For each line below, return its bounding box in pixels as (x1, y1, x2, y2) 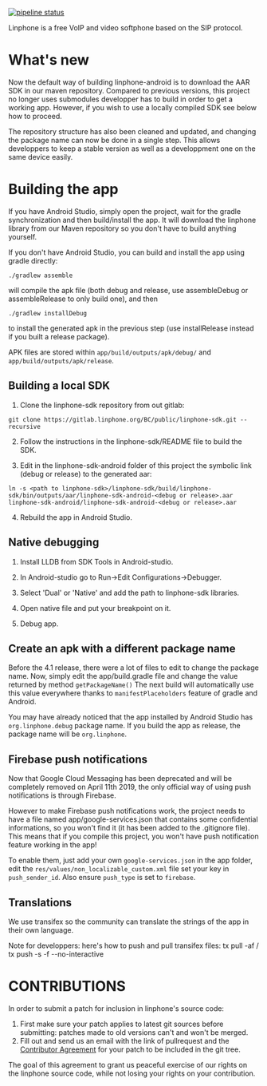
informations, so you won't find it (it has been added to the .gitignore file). (8, 823, 250, 833)
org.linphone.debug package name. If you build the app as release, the (8, 721, 241, 731)
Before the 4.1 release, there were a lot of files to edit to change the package (8, 663, 259, 672)
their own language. (8, 925, 74, 934)
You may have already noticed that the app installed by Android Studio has (8, 712, 253, 722)
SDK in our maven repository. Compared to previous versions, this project (8, 85, 250, 95)
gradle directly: (8, 256, 58, 265)
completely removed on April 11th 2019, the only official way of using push (8, 783, 252, 792)
